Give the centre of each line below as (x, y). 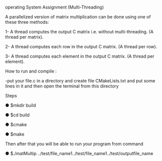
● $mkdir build (21, 105)
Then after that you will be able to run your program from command (74, 144)
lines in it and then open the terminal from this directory (62, 86)
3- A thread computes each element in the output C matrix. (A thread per (80, 56)
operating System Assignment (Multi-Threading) (55, 7)
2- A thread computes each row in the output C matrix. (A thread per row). (81, 46)
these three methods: (27, 22)
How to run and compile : (31, 71)
